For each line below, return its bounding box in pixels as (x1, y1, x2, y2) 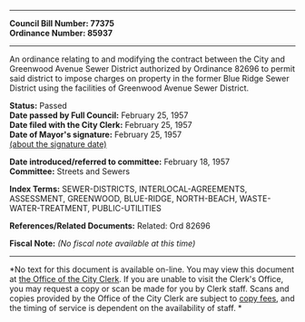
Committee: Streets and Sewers (9, 166, 130, 177)
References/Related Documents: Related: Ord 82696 (9, 220, 211, 231)
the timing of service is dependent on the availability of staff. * (9, 303, 242, 313)
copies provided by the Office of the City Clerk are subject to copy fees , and (9, 293, 295, 304)
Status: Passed (9, 101, 68, 111)
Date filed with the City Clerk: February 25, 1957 (9, 120, 192, 130)
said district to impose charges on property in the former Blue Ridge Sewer (9, 73, 290, 83)
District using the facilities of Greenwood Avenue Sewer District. (9, 83, 250, 93)
